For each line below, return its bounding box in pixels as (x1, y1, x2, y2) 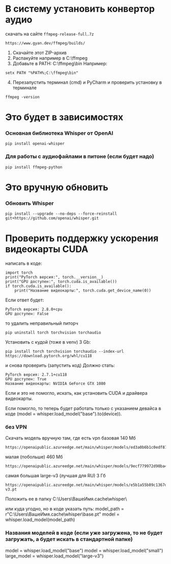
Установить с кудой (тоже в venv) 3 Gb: (5, 339, 91, 345)
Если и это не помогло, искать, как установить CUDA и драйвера (5, 390, 148, 396)
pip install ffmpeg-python (5, 164, 63, 170)
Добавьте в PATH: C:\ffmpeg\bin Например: (12, 60, 108, 66)
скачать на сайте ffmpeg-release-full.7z (5, 31, 94, 37)
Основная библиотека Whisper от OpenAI (5, 130, 113, 137)
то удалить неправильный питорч (5, 320, 78, 326)
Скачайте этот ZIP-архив (12, 49, 67, 56)
